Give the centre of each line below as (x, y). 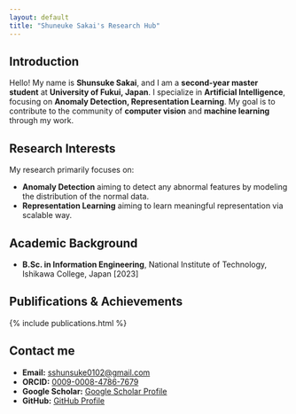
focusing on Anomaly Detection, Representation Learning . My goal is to (143, 102)
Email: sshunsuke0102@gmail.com (86, 372)
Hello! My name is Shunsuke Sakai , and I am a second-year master (134, 83)
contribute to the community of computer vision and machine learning (140, 111)
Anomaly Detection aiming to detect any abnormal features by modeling (155, 187)
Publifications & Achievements (96, 302)
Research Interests (62, 148)
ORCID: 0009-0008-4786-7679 (80, 381)
